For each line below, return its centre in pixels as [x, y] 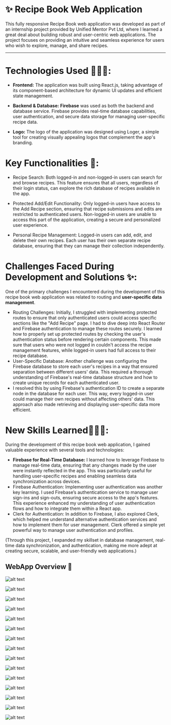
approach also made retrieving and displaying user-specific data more [86, 404]
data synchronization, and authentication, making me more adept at [87, 545]
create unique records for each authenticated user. [66, 383]
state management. [33, 96]
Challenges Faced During [60, 266]
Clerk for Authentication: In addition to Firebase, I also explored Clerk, [86, 514]
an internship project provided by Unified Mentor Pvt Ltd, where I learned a [84, 29]
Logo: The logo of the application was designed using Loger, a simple [86, 131]
